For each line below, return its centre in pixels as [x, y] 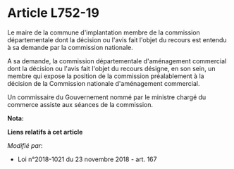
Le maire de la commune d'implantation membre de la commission [104, 32]
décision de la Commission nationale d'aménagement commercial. [104, 83]
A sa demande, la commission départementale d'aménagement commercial [117, 61]
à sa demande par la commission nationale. [70, 47]
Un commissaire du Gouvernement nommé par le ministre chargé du [107, 97]
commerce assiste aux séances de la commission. [80, 104]
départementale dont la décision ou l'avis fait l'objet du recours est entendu [117, 39]
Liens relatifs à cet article [45, 132]
